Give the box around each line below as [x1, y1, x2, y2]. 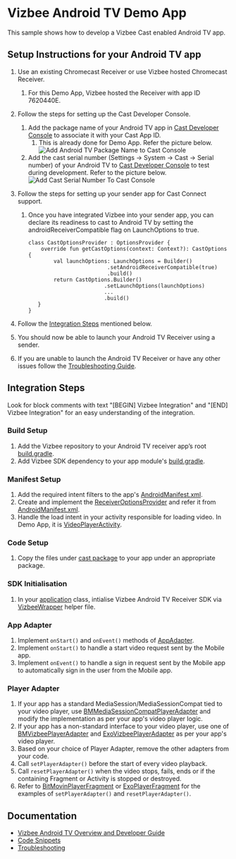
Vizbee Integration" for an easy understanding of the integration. [7, 408, 195, 416]
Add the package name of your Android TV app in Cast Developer [27, 123, 220, 132]
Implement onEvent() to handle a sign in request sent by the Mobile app [17, 659, 225, 667]
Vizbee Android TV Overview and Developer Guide [17, 829, 166, 837]
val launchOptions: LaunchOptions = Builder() [53, 257, 192, 265]
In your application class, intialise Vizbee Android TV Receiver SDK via [17, 595, 222, 603]
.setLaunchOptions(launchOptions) [104, 282, 206, 290]
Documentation [7, 810, 77, 822]
